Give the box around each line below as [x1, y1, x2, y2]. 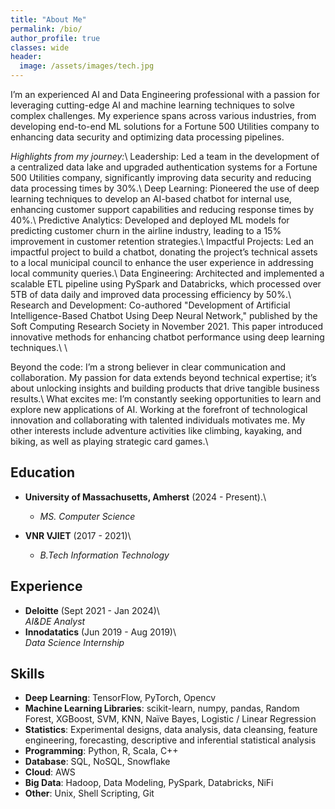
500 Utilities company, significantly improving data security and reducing [10, 172, 312, 183]
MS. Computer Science [39, 510, 136, 522]
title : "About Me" [10, 14, 87, 25]
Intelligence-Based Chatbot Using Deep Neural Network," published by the [10, 310, 318, 321]
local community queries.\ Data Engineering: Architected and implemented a [10, 267, 325, 279]
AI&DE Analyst [24, 615, 86, 627]
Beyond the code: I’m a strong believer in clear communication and [10, 361, 287, 373]
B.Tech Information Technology [39, 549, 170, 561]
